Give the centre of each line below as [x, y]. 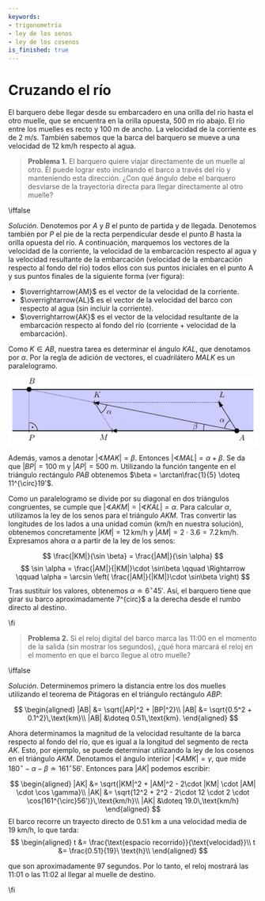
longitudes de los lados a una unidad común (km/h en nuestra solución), [126, 524]
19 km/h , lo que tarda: [44, 830]
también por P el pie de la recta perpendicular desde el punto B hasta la [125, 235]
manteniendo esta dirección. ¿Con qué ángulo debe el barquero [131, 178]
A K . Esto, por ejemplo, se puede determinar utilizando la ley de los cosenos [131, 750]
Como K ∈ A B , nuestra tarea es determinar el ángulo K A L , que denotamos [129, 349]
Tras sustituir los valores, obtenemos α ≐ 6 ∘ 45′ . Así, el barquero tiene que [130, 590]
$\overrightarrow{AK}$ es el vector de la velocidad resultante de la [129, 317]
